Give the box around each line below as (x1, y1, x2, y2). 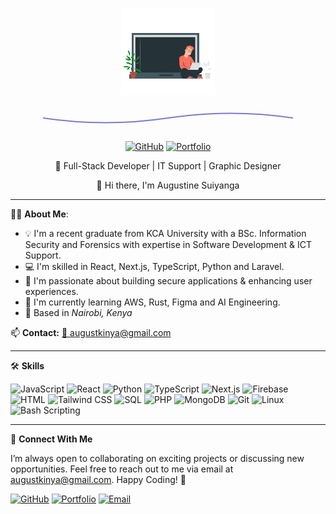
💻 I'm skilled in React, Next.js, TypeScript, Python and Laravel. (24, 261, 285, 272)
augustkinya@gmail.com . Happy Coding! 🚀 (10, 474, 187, 485)
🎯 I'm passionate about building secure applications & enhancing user (24, 275, 313, 287)
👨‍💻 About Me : (10, 208, 69, 220)
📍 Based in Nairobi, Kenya (24, 307, 133, 318)
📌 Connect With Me (10, 433, 93, 445)
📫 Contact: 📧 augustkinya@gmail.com (10, 327, 172, 338)
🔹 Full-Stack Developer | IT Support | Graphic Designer (54, 160, 282, 172)
